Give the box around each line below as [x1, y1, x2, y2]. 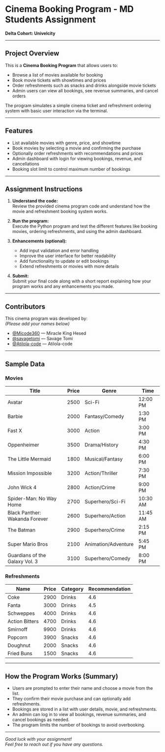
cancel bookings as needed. [12, 716, 70, 722]
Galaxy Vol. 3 [7, 558, 38, 565]
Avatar [7, 398, 23, 405]
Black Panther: [7, 509, 41, 516]
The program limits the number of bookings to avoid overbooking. [12, 722, 146, 728]
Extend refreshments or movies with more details [19, 263, 119, 270]
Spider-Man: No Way [7, 495, 57, 502]
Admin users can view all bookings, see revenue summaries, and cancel [12, 87, 159, 93]
